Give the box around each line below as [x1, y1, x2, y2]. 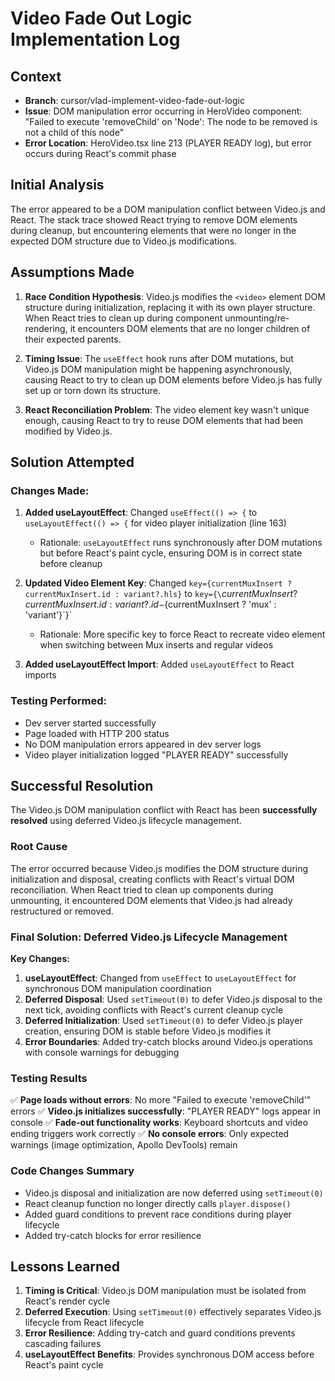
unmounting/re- [224, 312, 290, 324]
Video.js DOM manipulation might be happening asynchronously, [24, 363, 293, 375]
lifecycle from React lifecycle [24, 1317, 145, 1329]
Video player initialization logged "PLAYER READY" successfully [24, 748, 289, 761]
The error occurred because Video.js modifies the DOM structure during [10, 862, 309, 874]
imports [24, 669, 57, 681]
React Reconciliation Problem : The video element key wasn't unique [24, 403, 310, 416]
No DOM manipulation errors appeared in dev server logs [24, 738, 262, 750]
